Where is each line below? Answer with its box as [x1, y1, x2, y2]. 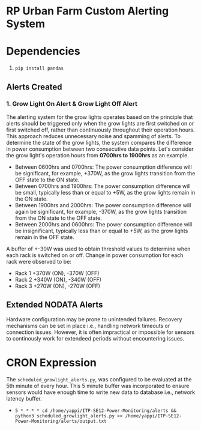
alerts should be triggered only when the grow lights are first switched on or [6, 120, 194, 127]
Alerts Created [6, 82, 62, 92]
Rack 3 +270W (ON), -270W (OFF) [14, 282, 101, 289]
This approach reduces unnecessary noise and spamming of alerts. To [6, 132, 181, 139]
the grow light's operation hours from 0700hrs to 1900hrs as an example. [6, 151, 189, 159]
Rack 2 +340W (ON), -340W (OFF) [14, 276, 102, 283]
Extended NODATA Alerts [6, 300, 103, 310]
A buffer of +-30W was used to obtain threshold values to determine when [6, 245, 191, 252]
